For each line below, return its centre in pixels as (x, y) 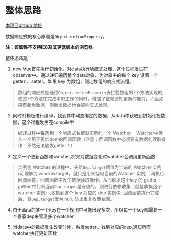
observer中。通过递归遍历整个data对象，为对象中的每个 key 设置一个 (85, 75)
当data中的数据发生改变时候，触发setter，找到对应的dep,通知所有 (82, 227)
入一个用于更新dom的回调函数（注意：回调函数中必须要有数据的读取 (90, 139)
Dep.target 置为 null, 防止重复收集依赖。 (73, 199)
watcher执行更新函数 (35, 233)
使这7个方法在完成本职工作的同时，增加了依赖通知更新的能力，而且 (88, 98)
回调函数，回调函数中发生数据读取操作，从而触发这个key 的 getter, (88, 180)
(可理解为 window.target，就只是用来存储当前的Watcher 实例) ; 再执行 (91, 173)
